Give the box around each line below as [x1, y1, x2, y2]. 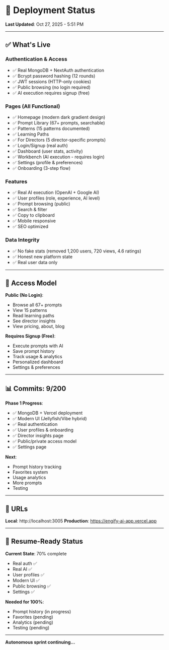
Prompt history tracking [12, 464, 62, 470]
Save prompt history [12, 348, 55, 354]
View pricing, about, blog [12, 323, 65, 330]
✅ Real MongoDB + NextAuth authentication [12, 67, 105, 73]
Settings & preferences [12, 364, 60, 370]
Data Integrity [5, 236, 40, 243]
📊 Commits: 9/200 [5, 384, 66, 393]
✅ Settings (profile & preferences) [12, 159, 83, 165]
